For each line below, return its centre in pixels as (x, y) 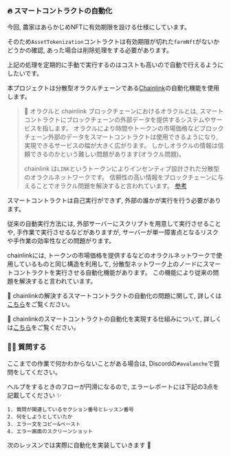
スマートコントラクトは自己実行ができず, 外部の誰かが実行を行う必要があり (114, 201)
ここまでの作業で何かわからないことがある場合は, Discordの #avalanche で (111, 363)
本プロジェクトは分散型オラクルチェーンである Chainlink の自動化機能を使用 (113, 88)
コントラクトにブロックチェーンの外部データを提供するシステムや (117, 120)
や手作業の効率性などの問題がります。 (61, 241)
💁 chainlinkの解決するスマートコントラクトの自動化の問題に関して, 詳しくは (114, 296)
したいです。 (25, 73)
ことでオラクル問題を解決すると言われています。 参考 (111, 186)
